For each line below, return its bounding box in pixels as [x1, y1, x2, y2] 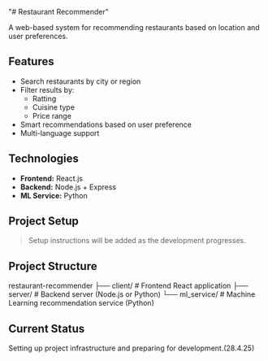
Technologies [8, 152, 80, 166]
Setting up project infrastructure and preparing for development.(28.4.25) [8, 343, 255, 353]
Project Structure [8, 259, 97, 273]
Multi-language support [19, 128, 100, 137]
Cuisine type [32, 102, 76, 112]
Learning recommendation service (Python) [8, 298, 154, 308]
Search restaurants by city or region [19, 76, 141, 86]
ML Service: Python [19, 190, 88, 200]
